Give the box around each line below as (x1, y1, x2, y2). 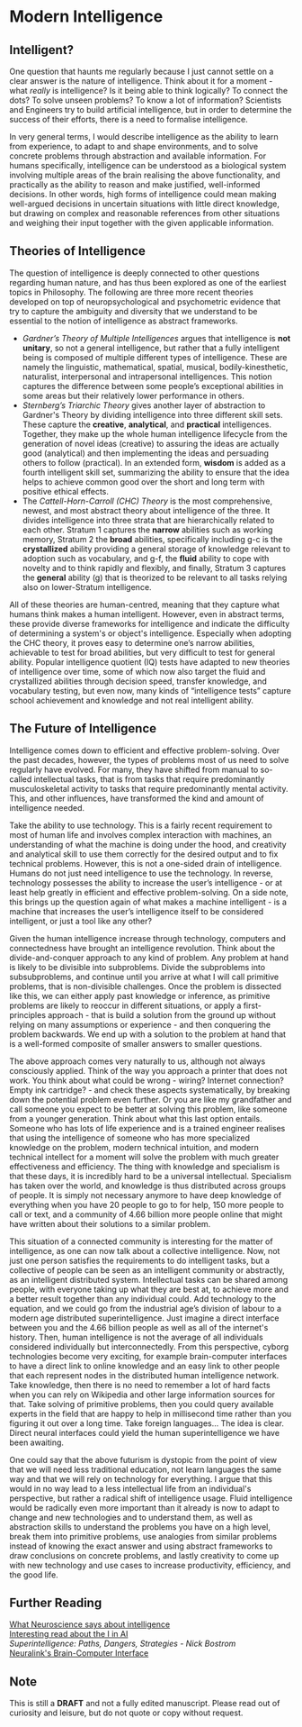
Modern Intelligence (9, 6, 164, 27)
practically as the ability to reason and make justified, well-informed (9, 179, 261, 190)
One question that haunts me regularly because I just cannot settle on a (9, 66, 274, 77)
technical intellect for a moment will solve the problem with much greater (9, 1151, 280, 1162)
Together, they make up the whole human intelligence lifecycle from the (22, 428, 288, 439)
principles (9, 1009, 47, 1020)
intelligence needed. (9, 802, 85, 813)
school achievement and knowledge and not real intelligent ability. (9, 695, 254, 705)
